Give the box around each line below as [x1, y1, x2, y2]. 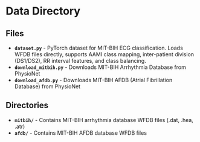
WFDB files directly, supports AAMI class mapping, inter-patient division [14, 51, 195, 58]
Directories [5, 100, 49, 111]
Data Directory [5, 4, 81, 18]
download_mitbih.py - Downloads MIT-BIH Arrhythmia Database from [14, 63, 187, 71]
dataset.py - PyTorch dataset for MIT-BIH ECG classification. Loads [14, 44, 184, 51]
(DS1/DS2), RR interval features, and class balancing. [14, 57, 146, 64]
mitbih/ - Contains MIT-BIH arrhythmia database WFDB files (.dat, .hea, [14, 116, 194, 123]
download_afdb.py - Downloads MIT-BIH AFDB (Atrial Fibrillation [14, 77, 173, 83]
